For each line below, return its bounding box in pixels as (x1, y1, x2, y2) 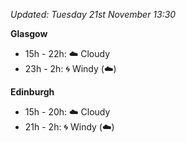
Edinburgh (10, 86, 55, 98)
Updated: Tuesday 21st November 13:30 (10, 9, 177, 20)
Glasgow (10, 28, 48, 39)
